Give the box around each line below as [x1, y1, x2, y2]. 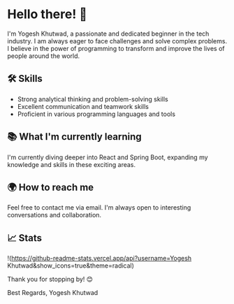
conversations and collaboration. [7, 211, 102, 219]
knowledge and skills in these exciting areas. [7, 160, 136, 168]
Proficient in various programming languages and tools [17, 110, 176, 118]
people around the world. [7, 52, 80, 60]
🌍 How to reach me [7, 181, 94, 193]
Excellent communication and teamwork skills [17, 102, 149, 110]
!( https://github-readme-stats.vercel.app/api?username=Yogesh [7, 254, 192, 263]
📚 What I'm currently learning [7, 131, 142, 143]
